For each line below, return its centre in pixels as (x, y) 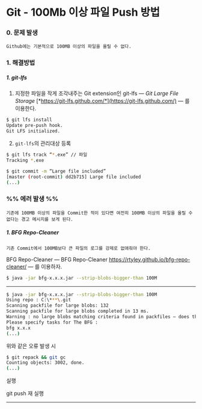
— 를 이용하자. (45, 266)
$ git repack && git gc (36, 357)
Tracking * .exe (25, 160)
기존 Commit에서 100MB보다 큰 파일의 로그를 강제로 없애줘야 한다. (78, 248)
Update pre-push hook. (35, 126)
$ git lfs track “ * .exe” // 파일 (47, 155)
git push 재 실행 (25, 393)
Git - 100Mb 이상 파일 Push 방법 (83, 12)
